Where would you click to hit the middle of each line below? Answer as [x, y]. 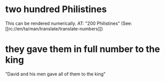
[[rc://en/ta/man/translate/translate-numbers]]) [54, 28]
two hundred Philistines [56, 9]
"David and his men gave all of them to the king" [56, 74]
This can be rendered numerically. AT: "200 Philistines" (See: [69, 23]
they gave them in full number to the [83, 49]
